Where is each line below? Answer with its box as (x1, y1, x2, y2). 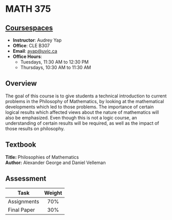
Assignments (8, 198, 39, 205)
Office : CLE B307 (12, 43, 50, 49)
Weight (44, 189, 62, 196)
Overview (5, 79, 37, 88)
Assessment (5, 174, 47, 183)
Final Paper (8, 206, 35, 213)
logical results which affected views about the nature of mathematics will (5, 109, 159, 115)
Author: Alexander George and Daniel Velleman (5, 159, 106, 166)
